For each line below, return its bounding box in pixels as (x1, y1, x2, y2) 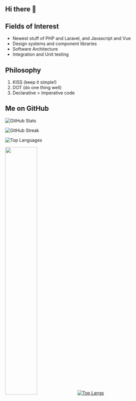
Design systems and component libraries (12, 41, 97, 47)
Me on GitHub (5, 104, 49, 113)
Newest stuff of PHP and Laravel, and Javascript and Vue (12, 36, 131, 42)
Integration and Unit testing (12, 51, 69, 58)
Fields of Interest (5, 22, 59, 31)
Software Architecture (12, 46, 58, 52)
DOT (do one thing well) (12, 85, 62, 91)
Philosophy (5, 66, 41, 74)
